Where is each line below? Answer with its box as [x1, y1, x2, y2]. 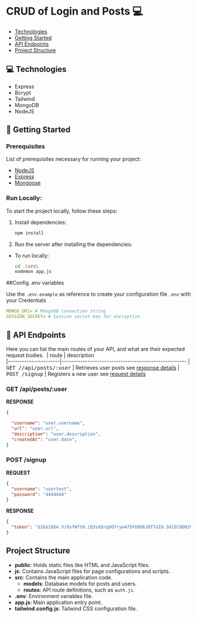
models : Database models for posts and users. [23, 580, 137, 587]
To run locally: [14, 252, 49, 259]
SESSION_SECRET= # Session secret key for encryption [6, 314, 141, 320]
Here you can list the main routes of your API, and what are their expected [6, 345, 185, 352]
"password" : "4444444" [11, 491, 67, 497]
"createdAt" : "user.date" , [11, 436, 77, 442]
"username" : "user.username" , [11, 420, 85, 426]
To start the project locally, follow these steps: [6, 207, 118, 214]
